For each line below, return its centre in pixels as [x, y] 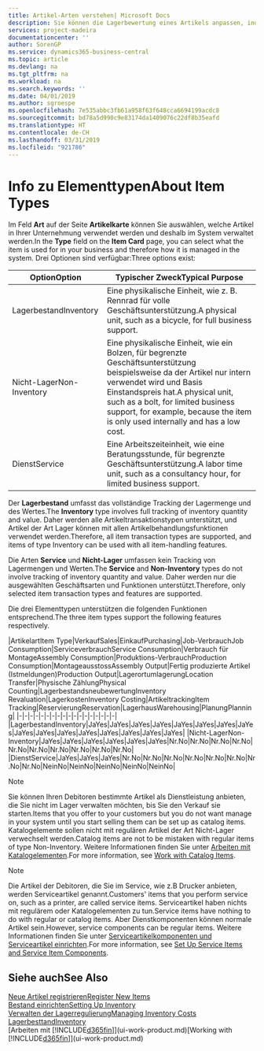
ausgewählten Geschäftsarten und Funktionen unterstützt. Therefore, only [127, 585]
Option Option [56, 278]
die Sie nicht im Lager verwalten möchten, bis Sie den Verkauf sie [115, 805]
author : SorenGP [35, 45]
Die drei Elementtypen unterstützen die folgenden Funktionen [108, 609]
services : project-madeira [52, 30]
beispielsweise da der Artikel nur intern [179, 372]
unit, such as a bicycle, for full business [179, 320]
